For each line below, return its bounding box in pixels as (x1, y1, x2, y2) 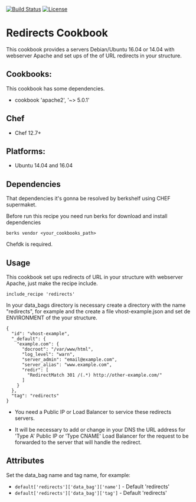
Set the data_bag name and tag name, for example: (6, 471, 131, 478)
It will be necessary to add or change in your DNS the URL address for (14, 426, 186, 433)
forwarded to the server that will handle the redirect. (14, 439, 142, 446)
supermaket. (6, 201, 37, 208)
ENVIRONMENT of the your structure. (6, 314, 97, 321)
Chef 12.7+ (14, 129, 41, 136)
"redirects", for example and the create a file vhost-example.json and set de (6, 308, 191, 315)
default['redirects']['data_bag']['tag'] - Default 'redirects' (14, 489, 167, 496)
